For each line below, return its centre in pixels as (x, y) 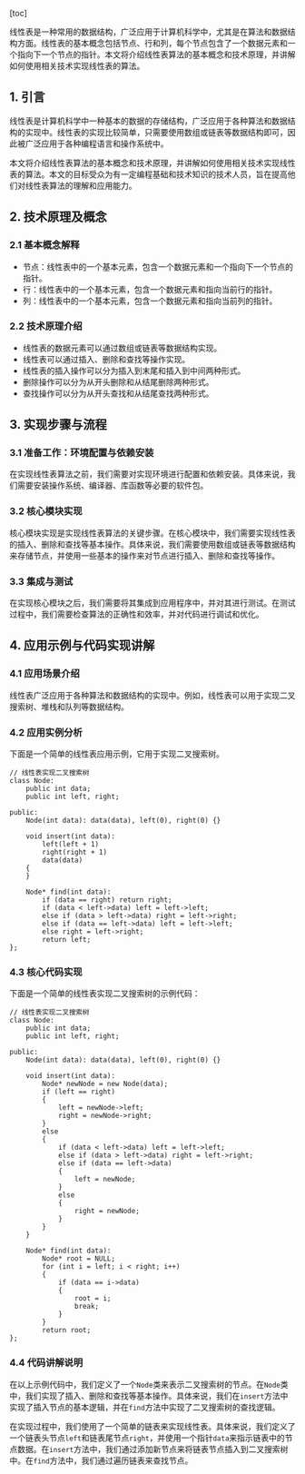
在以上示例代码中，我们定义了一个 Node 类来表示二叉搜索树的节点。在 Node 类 (149, 1384)
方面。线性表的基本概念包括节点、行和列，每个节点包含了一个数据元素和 (152, 43)
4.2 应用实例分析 (46, 732)
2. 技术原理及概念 (58, 217)
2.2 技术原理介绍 (46, 326)
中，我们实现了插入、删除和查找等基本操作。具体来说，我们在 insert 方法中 (149, 1395)
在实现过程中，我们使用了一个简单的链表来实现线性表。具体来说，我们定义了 (152, 1426)
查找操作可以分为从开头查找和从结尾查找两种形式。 (118, 393)
